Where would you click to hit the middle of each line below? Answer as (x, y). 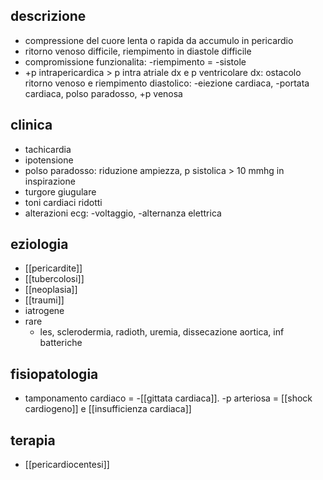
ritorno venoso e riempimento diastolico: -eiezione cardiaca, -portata (167, 83)
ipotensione (49, 160)
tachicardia (48, 149)
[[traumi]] (44, 300)
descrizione (48, 16)
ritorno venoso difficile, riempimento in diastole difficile (138, 51)
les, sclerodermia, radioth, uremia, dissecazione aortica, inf (162, 332)
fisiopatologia (54, 374)
